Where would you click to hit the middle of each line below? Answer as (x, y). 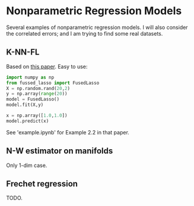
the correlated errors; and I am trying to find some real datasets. (85, 33)
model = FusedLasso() (33, 99)
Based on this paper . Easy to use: (47, 66)
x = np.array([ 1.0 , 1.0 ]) (37, 115)
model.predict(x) (28, 121)
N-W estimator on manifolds (60, 151)
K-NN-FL (23, 52)
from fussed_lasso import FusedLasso (53, 83)
